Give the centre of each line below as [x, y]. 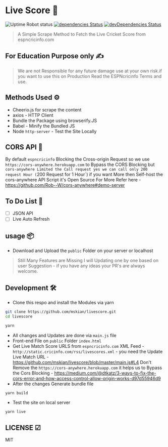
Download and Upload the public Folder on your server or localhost [83, 251]
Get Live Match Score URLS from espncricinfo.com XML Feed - [78, 346]
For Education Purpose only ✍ [54, 56]
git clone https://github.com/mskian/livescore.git [61, 312]
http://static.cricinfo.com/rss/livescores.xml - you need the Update [88, 351]
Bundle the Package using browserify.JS [55, 120]
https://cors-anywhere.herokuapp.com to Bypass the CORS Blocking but [80, 165]
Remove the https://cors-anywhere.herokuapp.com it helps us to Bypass [87, 368]
